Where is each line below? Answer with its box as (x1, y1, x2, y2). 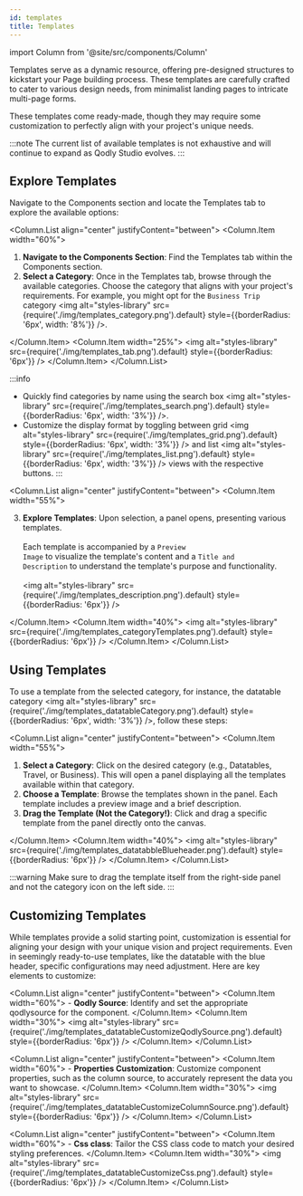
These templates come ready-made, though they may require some (9, 110, 261, 121)
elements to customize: (9, 970, 97, 981)
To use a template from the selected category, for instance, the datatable (9, 686, 282, 697)
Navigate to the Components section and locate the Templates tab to (9, 197, 266, 208)
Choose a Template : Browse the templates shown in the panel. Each (22, 789, 279, 799)
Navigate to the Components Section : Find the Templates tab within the (22, 252, 293, 263)
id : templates (9, 13, 63, 23)
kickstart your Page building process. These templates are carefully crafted (9, 73, 290, 84)
